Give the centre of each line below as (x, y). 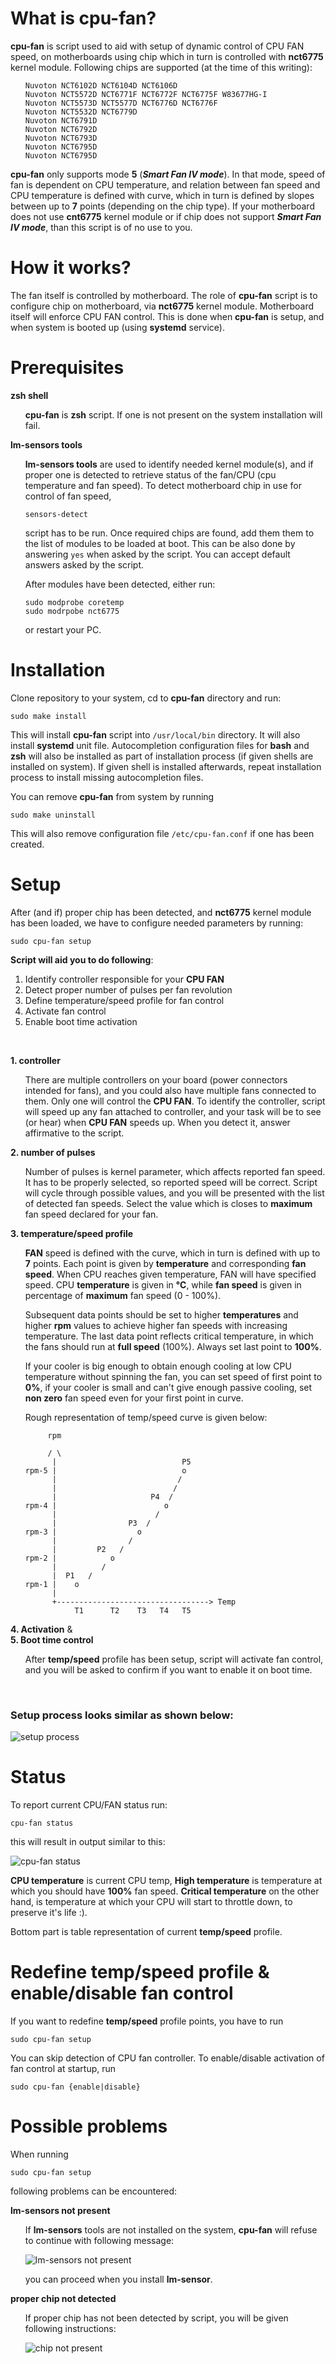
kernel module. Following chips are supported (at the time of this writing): (161, 67)
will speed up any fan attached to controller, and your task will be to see (173, 1111)
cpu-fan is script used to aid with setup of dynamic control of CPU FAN (157, 46)
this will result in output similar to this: (88, 1841)
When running (39, 2154)
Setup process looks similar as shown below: (122, 1715)
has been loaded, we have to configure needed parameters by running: (157, 923)
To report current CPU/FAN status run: (89, 1804)
